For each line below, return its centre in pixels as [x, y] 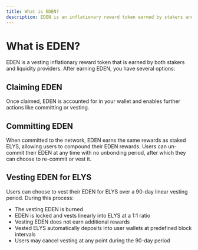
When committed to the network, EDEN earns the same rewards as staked [96, 140]
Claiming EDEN [34, 87]
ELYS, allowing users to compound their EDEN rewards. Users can [86, 146]
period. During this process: [40, 198]
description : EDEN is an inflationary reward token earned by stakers [95, 17]
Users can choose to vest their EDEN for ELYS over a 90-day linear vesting [97, 191]
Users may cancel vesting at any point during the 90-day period [92, 240]
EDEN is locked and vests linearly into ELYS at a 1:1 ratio [82, 215]
